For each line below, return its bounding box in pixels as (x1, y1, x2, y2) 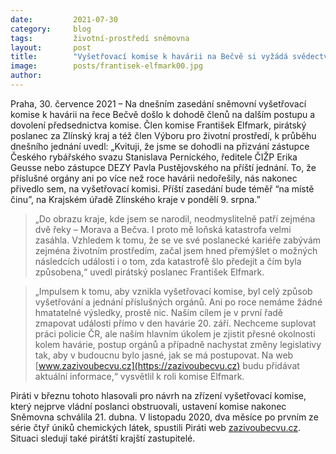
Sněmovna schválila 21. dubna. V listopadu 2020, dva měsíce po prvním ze (10, 411, 319, 423)
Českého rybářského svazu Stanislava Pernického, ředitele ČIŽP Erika (10, 151, 298, 163)
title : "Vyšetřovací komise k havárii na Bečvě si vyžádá (10, 52, 288, 62)
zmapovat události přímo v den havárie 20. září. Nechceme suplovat (34, 317, 317, 329)
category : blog (10, 24, 92, 34)
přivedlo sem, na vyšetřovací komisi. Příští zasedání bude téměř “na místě (10, 182, 315, 195)
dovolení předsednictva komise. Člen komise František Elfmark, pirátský (10, 119, 307, 131)
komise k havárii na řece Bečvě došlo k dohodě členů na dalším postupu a (10, 108, 316, 120)
